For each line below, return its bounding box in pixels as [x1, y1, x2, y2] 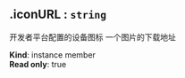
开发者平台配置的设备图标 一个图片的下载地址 [9, 31, 176, 43]
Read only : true [9, 58, 67, 69]
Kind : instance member [9, 49, 97, 60]
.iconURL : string [9, 7, 107, 22]
